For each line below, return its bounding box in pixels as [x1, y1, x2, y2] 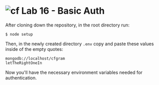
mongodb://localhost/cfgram [5, 56, 65, 61]
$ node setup [5, 32, 33, 37]
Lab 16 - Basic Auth [21, 5, 105, 17]
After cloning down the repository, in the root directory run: [5, 22, 130, 28]
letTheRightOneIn [5, 60, 42, 66]
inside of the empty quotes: [5, 46, 63, 52]
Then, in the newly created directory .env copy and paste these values [5, 41, 154, 47]
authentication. [5, 74, 37, 81]
